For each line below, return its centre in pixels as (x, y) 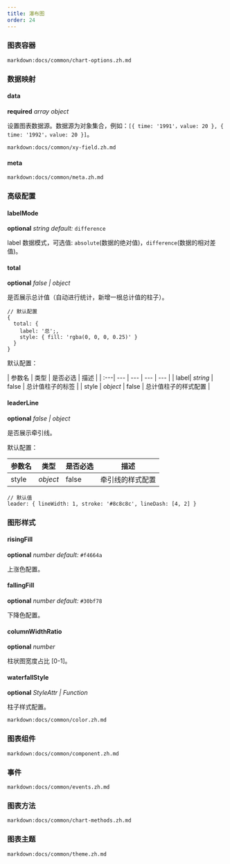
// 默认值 (20, 497)
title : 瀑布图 (26, 14)
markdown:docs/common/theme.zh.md (57, 854)
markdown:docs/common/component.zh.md (63, 753)
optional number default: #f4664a (55, 554)
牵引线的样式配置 (128, 479)
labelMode (23, 213)
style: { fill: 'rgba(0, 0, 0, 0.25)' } (79, 337)
